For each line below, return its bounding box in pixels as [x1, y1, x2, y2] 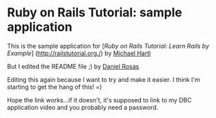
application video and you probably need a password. [7, 103, 159, 111]
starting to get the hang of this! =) [7, 83, 103, 91]
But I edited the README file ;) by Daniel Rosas [7, 62, 139, 70]
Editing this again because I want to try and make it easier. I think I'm [7, 75, 200, 83]
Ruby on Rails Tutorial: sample [7, 5, 183, 20]
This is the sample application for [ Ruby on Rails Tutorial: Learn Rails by [7, 42, 210, 50]
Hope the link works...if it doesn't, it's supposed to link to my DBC [7, 95, 192, 104]
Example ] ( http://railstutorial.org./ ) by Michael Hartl [7, 49, 151, 57]
